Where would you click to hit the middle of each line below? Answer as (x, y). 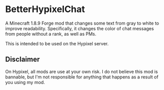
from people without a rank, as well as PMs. (51, 34)
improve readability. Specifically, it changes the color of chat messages (80, 28)
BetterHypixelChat (45, 9)
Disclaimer (23, 60)
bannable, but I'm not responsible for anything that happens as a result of (82, 77)
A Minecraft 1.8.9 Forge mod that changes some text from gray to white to (82, 23)
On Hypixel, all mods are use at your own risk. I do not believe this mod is (81, 71)
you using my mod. (25, 82)
